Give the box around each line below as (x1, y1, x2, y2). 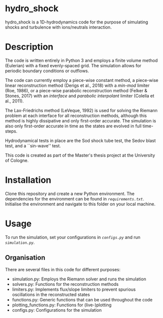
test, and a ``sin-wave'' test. (5, 142, 61, 149)
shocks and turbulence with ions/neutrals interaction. (5, 24, 112, 30)
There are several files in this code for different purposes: (5, 266, 121, 272)
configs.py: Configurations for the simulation (12, 307, 102, 313)
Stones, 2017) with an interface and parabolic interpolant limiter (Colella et (5, 93, 154, 99)
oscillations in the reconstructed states (12, 291, 90, 298)
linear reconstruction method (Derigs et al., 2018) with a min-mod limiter (5, 82, 150, 88)
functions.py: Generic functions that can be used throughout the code (12, 297, 153, 302)
